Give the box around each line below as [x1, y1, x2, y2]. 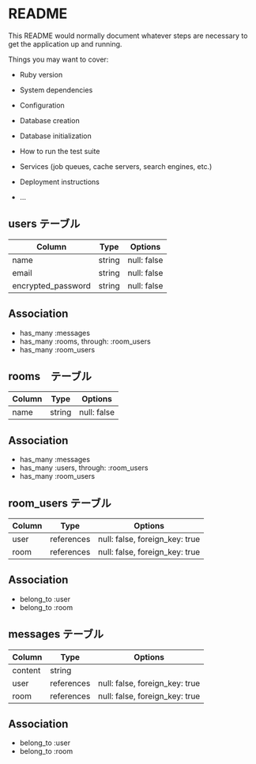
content [12, 664, 41, 676]
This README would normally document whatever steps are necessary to [8, 31, 248, 40]
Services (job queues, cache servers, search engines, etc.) [19, 161, 213, 171]
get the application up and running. [8, 39, 122, 48]
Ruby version [19, 70, 63, 79]
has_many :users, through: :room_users [19, 463, 149, 472]
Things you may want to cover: [8, 55, 109, 64]
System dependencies [19, 85, 93, 95]
